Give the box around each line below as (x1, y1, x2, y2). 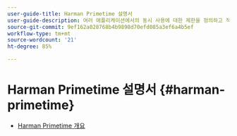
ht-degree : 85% (7, 43, 52, 50)
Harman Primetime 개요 (17, 121, 86, 130)
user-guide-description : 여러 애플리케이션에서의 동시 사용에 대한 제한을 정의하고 (7, 17, 224, 24)
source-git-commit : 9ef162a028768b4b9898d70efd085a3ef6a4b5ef (7, 23, 194, 30)
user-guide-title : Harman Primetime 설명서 (7, 10, 133, 18)
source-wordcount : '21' (7, 37, 78, 44)
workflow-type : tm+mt (7, 30, 71, 37)
